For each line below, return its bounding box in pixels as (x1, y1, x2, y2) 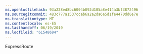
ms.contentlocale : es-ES (5, 21, 56, 26)
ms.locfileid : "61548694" (5, 30, 58, 35)
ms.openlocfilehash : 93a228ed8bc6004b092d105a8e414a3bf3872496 (5, 7, 139, 12)
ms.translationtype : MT (5, 16, 54, 21)
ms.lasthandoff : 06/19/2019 (5, 26, 63, 30)
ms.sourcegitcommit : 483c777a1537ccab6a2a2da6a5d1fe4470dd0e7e (5, 12, 139, 17)
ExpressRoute (5, 44, 34, 49)
